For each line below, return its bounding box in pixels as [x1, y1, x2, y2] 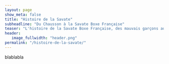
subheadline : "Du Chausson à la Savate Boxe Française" [5, 21, 125, 27]
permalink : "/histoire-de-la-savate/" [5, 40, 86, 45]
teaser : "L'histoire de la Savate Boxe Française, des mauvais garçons [5, 26, 158, 31]
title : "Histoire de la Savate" [5, 17, 73, 22]
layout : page [5, 7, 32, 13]
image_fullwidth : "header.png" [11, 36, 78, 41]
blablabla [5, 54, 24, 60]
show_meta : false [5, 12, 41, 17]
